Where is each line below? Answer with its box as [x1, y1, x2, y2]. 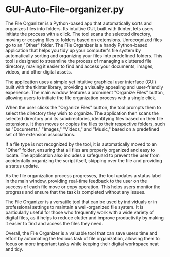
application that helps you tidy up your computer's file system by [5, 47, 141, 53]
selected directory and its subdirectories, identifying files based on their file [5, 115, 163, 121]
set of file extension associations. [5, 131, 76, 137]
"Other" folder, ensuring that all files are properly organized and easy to [5, 146, 155, 153]
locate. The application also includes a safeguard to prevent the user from [5, 152, 160, 158]
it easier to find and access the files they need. [5, 220, 103, 226]
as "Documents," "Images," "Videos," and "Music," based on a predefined [5, 126, 160, 132]
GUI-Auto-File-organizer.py [5, 4, 124, 15]
